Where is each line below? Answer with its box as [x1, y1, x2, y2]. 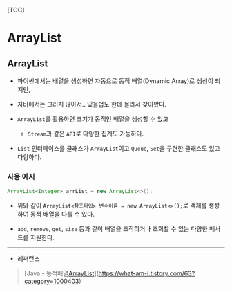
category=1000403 [23, 277, 79, 286]
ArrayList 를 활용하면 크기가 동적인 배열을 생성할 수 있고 [17, 115, 169, 123]
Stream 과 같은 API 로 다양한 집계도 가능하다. [27, 129, 144, 138]
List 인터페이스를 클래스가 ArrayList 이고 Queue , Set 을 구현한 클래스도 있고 [17, 145, 221, 152]
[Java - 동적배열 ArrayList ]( [23, 269, 99, 277]
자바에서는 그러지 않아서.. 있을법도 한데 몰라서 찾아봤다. [17, 100, 167, 108]
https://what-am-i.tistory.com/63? [98, 269, 195, 277]
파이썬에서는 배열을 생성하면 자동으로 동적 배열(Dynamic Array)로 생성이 [17, 77, 214, 85]
